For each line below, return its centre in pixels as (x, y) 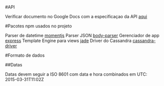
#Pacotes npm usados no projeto (38, 26)
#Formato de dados (25, 55)
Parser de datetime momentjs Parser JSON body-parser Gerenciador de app (82, 35)
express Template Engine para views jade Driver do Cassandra (68, 41)
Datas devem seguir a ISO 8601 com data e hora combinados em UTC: (76, 74)
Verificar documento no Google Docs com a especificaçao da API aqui (76, 16)
